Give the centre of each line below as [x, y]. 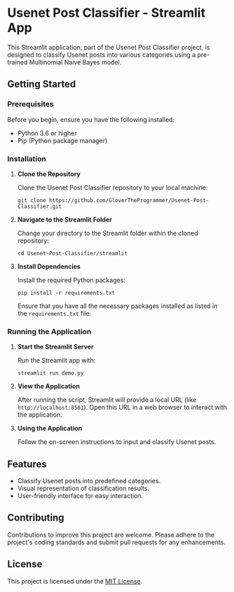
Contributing [36, 518]
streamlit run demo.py [50, 373]
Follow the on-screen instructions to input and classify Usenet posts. [117, 442]
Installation [27, 159]
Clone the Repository [49, 174]
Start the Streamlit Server [55, 347]
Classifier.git [40, 206]
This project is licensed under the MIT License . [75, 581]
